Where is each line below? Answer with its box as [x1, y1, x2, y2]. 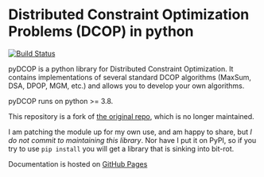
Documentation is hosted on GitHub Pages [8, 159, 148, 168]
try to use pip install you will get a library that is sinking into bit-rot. [8, 144, 235, 153]
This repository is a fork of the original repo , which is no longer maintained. [8, 111, 254, 121]
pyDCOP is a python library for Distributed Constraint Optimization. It [8, 63, 234, 73]
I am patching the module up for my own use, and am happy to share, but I [8, 127, 252, 137]
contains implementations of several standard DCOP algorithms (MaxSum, [8, 72, 252, 82]
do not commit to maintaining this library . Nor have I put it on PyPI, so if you [8, 135, 257, 144]
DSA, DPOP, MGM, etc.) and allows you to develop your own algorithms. [8, 81, 245, 90]
